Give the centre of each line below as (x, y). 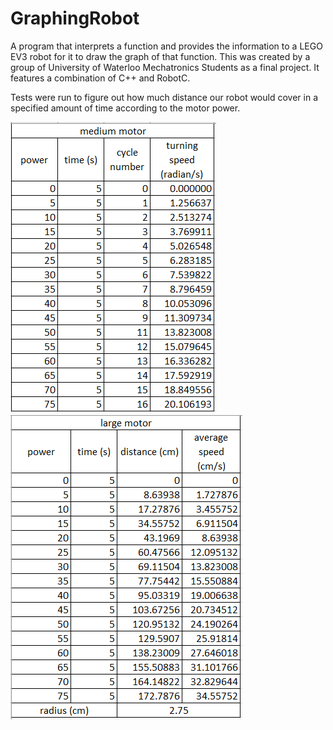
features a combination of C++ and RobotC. (100, 78)
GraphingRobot (75, 18)
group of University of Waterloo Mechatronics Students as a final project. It (165, 67)
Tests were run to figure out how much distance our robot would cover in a (164, 97)
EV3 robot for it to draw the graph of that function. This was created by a (160, 56)
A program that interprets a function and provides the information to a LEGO (166, 46)
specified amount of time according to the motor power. (125, 108)
